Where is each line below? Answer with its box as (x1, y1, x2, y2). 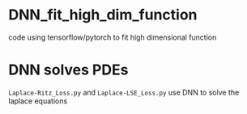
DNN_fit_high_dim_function (8, 6, 198, 24)
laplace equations (8, 95, 68, 106)
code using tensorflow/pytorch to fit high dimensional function (8, 32, 217, 42)
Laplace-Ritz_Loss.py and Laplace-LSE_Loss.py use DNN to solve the (8, 87, 240, 97)
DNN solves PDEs (8, 61, 129, 79)
